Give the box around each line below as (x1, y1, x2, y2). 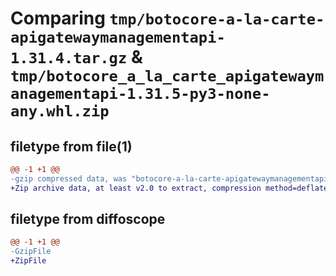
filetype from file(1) (10, 138, 133, 155)
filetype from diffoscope (10, 211, 166, 228)
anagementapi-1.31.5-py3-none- (10, 85, 271, 104)
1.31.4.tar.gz (10, 49, 128, 68)
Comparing (10, 7, 106, 30)
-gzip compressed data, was (10, 173, 128, 184)
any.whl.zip (10, 102, 110, 121)
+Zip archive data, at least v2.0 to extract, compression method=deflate (10, 183, 329, 193)
